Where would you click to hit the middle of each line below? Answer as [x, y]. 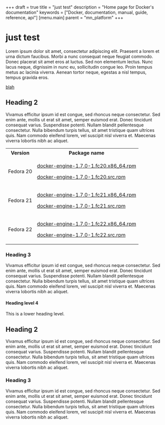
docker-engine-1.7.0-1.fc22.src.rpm [81, 235]
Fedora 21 [20, 200]
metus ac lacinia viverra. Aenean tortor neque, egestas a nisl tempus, [76, 72]
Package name [87, 153]
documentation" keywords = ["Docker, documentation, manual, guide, [77, 12]
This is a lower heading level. [35, 314]
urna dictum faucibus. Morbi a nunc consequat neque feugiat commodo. [80, 56]
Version [20, 153]
